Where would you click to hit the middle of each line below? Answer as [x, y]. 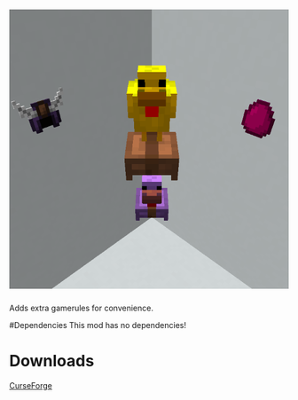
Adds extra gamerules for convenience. [81, 308]
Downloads [52, 361]
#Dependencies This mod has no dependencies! [98, 325]
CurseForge [31, 385]
